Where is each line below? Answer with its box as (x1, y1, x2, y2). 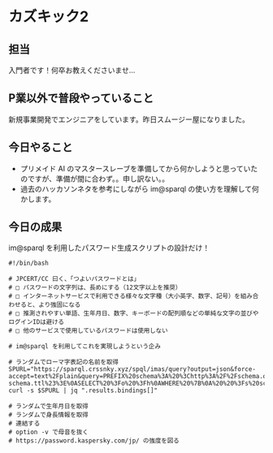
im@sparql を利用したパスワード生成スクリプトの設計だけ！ (8, 243, 210, 252)
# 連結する (8, 420, 41, 428)
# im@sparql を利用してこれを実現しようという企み (8, 343, 161, 351)
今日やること (8, 140, 73, 154)
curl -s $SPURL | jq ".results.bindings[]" (8, 386, 158, 395)
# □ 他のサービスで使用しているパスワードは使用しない (8, 326, 168, 335)
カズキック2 (8, 7, 89, 26)
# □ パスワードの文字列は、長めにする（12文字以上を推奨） (8, 283, 182, 292)
